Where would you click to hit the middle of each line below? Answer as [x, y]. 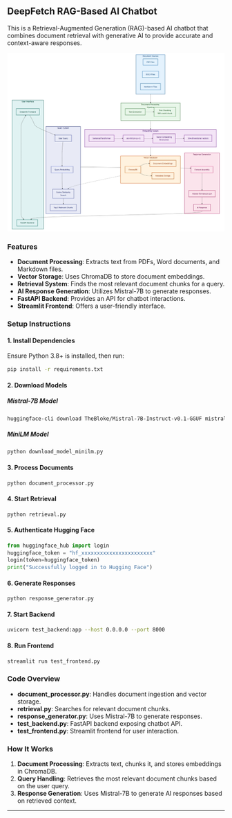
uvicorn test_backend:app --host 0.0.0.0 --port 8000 [86, 630]
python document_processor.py [51, 483]
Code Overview [34, 679]
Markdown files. [40, 269]
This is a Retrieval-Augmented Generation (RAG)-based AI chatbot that [108, 28]
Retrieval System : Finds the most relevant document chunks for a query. [121, 284]
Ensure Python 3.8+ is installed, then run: [66, 356]
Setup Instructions [39, 324]
